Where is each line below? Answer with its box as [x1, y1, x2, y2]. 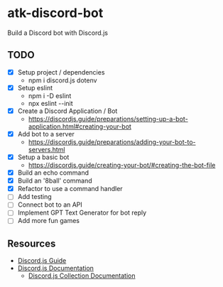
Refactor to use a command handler [17, 185, 123, 193]
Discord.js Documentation [17, 264, 94, 273]
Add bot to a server [17, 129, 75, 138]
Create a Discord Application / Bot [17, 107, 118, 115]
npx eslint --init [28, 99, 73, 107]
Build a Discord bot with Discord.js [7, 28, 109, 37]
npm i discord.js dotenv [28, 76, 97, 85]
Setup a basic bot [17, 153, 70, 161]
